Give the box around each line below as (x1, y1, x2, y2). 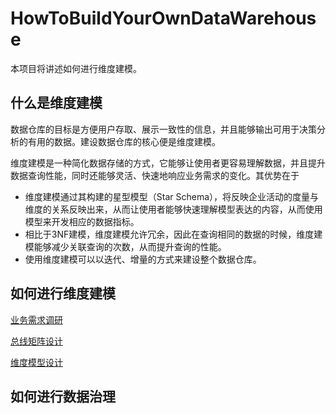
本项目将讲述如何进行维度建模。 (10, 62, 142, 74)
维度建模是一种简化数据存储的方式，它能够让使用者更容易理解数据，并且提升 (10, 157, 326, 169)
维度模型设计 (10, 356, 63, 368)
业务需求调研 (10, 313, 63, 326)
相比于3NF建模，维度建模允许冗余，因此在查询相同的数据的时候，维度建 (24, 228, 323, 240)
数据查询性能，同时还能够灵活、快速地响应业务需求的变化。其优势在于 (10, 169, 300, 181)
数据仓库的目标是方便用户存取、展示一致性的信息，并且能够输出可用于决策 (10, 123, 317, 135)
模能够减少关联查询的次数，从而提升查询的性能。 (24, 240, 227, 252)
